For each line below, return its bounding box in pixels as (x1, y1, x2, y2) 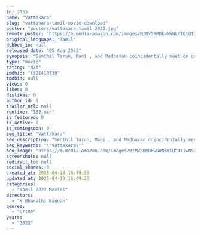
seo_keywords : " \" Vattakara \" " (6, 142, 84, 148)
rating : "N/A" (6, 64, 42, 71)
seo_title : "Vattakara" (6, 131, 66, 138)
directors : (6, 192, 33, 198)
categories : (6, 181, 36, 187)
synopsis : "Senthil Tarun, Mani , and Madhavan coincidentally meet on (6, 53, 188, 59)
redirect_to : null (6, 159, 52, 165)
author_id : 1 (6, 97, 39, 103)
